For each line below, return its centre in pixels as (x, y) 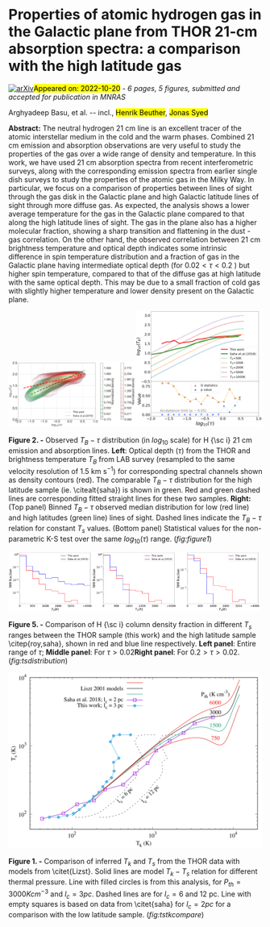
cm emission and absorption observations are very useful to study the (125, 145)
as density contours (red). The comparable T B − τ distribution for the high (130, 480)
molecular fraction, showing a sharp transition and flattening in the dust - (130, 231)
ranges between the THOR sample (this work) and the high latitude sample (132, 635)
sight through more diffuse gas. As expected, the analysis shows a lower (129, 205)
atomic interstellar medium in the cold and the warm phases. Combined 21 (131, 136)
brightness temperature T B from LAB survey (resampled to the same (122, 460)
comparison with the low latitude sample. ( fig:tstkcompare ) (106, 915)
